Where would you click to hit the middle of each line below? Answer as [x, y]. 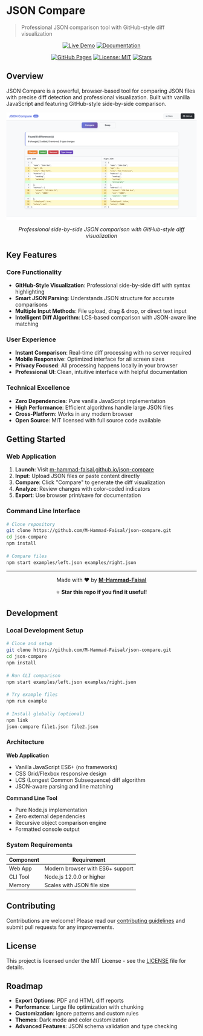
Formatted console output [47, 829]
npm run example [27, 701]
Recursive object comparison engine [61, 822]
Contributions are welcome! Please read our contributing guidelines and [96, 920]
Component [24, 859]
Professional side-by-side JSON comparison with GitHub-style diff [101, 229]
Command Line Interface [43, 511]
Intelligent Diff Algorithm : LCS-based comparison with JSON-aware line [105, 317]
